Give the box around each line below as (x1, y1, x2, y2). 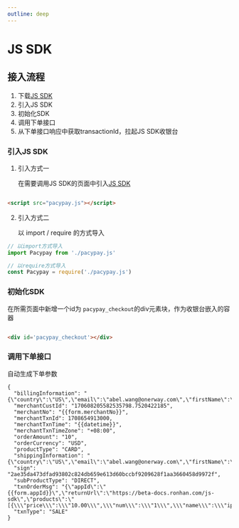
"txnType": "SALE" (14, 508, 69, 515)
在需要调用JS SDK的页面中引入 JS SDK (17, 179, 131, 187)
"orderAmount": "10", (14, 433, 78, 440)
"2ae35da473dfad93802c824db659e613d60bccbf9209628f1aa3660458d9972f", (7, 470, 221, 477)
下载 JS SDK (17, 91, 53, 100)
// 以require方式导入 (7, 262, 66, 269)
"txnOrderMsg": (14, 483, 59, 490)
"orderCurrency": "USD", (14, 439, 87, 447)
